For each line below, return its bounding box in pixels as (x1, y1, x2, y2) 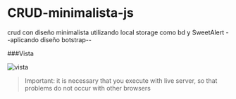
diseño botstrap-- (39, 35, 92, 44)
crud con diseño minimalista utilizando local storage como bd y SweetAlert (7, 28, 225, 37)
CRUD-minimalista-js (7, 5, 134, 21)
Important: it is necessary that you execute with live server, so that (24, 76, 218, 85)
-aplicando (7, 35, 39, 44)
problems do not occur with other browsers (24, 84, 151, 92)
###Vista (7, 49, 34, 58)
